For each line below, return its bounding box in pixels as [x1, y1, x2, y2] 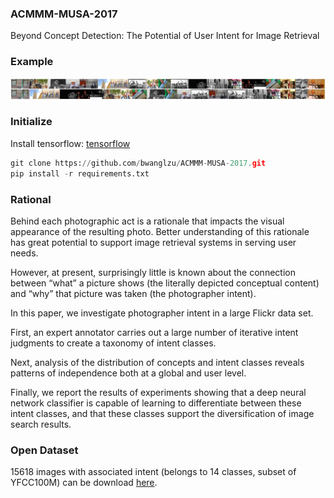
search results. [10, 418, 72, 430]
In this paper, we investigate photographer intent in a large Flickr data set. [10, 307, 314, 319]
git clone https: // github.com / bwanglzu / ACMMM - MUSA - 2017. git [10, 158, 267, 168]
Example [10, 55, 54, 69]
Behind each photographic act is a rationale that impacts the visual [10, 215, 285, 227]
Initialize [10, 115, 53, 129]
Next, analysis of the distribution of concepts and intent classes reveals [10, 356, 305, 368]
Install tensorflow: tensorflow [10, 137, 131, 149]
